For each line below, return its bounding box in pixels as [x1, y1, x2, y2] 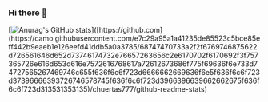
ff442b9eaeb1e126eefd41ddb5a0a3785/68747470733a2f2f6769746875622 [8, 42, 258, 52]
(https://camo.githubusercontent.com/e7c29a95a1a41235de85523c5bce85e [8, 33, 261, 43]
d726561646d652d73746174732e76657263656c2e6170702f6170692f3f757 [8, 51, 258, 61]
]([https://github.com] [90, 25, 163, 35]
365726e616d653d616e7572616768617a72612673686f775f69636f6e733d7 [8, 59, 258, 69]
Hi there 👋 [8, 7, 48, 18]
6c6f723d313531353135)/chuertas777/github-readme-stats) [8, 84, 208, 94]
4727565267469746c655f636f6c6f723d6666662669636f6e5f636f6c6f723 [8, 68, 260, 77]
